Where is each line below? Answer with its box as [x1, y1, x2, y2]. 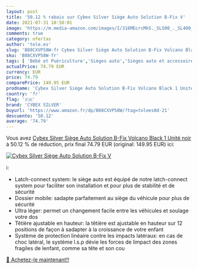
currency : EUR [6, 69, 41, 75]
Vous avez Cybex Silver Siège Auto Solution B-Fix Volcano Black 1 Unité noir [6, 134, 192, 142]
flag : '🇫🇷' [6, 96, 35, 102]
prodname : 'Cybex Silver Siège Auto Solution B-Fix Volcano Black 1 [6, 86, 178, 91]
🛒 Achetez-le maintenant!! [6, 256, 70, 263]
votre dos [14, 214, 38, 221]
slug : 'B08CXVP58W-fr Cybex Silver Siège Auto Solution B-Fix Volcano [6, 47, 183, 53]
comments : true [6, 31, 44, 37]
